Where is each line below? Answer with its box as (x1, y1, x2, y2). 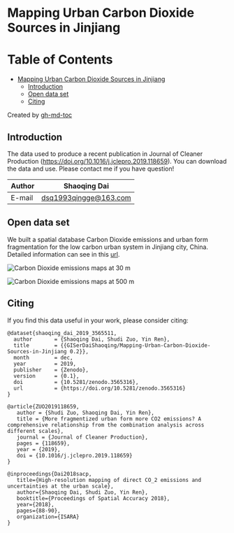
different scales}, (7, 427, 64, 434)
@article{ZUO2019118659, (7, 403, 80, 410)
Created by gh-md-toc (7, 111, 73, 120)
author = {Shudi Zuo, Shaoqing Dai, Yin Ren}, (16, 409, 155, 416)
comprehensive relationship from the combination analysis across (7, 421, 205, 428)
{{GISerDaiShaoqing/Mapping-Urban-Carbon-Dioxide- (60, 341, 211, 349)
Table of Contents (7, 52, 113, 68)
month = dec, (13, 354, 73, 361)
